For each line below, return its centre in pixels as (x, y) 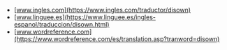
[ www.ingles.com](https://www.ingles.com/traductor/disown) (102, 10)
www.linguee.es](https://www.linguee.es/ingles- (86, 17)
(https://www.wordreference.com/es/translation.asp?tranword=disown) (117, 39)
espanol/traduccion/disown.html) (61, 24)
